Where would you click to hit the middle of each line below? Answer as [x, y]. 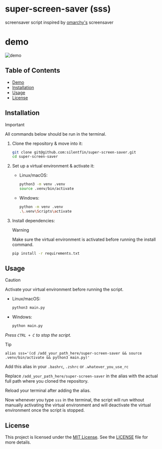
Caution [13, 280]
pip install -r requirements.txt [46, 253]
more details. [18, 442]
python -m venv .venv [41, 207]
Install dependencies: [33, 220]
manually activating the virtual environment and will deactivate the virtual [78, 405]
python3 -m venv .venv [42, 184]
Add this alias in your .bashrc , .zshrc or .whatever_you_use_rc [67, 367]
